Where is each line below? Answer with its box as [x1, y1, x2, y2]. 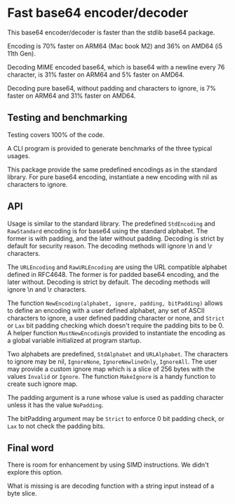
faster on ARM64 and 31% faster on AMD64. [7, 91, 136, 100]
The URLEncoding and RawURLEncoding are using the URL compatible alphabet [7, 262, 227, 271]
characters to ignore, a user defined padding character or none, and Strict [7, 314, 225, 322]
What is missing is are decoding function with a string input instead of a [7, 482, 215, 490]
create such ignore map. [7, 380, 79, 388]
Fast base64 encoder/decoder [7, 5, 189, 21]
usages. [7, 151, 30, 160]
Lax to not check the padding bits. [7, 422, 105, 430]
